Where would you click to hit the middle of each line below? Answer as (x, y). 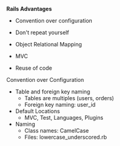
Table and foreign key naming (53, 92)
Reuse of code (34, 68)
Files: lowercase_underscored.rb (66, 137)
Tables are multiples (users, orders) (69, 98)
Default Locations (37, 111)
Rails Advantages (29, 9)
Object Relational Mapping (49, 44)
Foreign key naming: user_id (60, 104)
